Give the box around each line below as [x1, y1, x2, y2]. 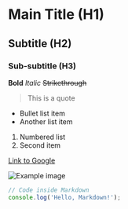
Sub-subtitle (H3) [8, 60, 77, 71]
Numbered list [19, 132, 66, 141]
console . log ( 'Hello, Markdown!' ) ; [8, 193, 122, 201]
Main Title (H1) [8, 5, 104, 24]
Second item [19, 140, 61, 150]
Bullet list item [19, 108, 65, 118]
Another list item [19, 116, 73, 126]
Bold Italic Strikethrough [8, 78, 87, 87]
